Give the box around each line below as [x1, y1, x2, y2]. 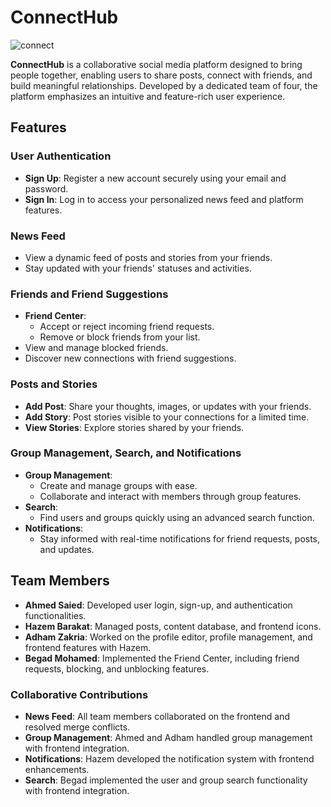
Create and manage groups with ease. [39, 479, 198, 491]
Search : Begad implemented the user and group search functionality [24, 774, 308, 786]
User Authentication [10, 149, 112, 163]
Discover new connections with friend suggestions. [24, 352, 237, 365]
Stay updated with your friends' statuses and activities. [24, 262, 252, 274]
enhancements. [24, 763, 90, 775]
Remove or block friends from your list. [39, 331, 201, 343]
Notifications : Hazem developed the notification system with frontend [24, 752, 315, 765]
